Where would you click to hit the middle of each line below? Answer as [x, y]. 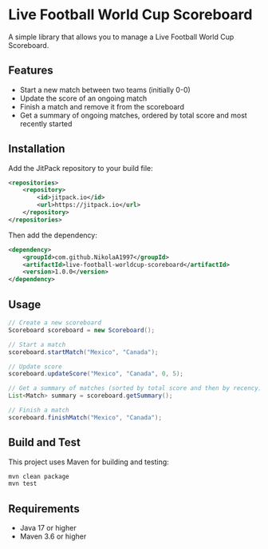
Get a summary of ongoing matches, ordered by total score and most [133, 115]
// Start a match [37, 344]
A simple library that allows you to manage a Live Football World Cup [121, 37]
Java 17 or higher [48, 528]
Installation [37, 149]
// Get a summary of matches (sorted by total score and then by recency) [135, 388]
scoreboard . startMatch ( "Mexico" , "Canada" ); [83, 352]
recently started [46, 123]
